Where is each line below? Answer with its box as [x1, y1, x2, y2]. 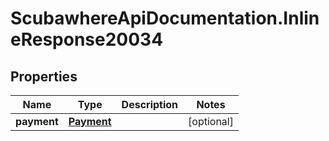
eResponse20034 [10, 28, 164, 51]
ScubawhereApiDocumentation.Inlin [10, 7, 320, 30]
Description [121, 98, 179, 111]
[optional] [188, 115, 234, 128]
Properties [10, 68, 78, 85]
